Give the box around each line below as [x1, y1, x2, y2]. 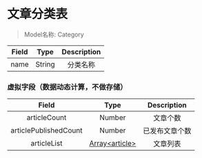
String [35, 59, 55, 69]
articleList [30, 139, 63, 148]
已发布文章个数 [142, 126, 192, 136]
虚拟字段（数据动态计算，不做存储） [7, 82, 128, 91]
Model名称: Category [23, 30, 84, 38]
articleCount [26, 113, 67, 122]
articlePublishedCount [10, 126, 83, 135]
